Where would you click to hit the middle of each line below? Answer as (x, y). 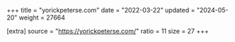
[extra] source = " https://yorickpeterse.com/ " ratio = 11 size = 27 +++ (108, 31)
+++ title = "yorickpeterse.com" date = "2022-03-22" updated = (101, 10)
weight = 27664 (42, 17)
